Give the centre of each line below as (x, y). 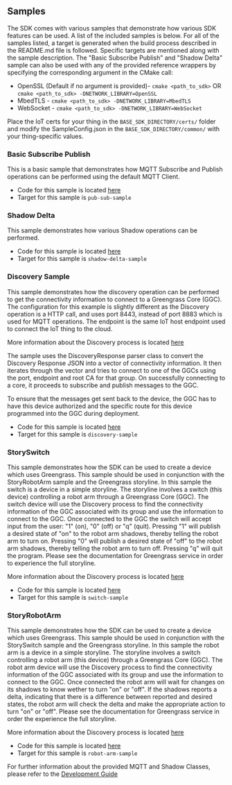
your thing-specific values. (45, 136)
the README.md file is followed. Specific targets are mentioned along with (113, 50)
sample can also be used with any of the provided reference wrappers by (112, 65)
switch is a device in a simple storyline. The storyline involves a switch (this (115, 489)
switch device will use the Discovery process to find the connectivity (105, 504)
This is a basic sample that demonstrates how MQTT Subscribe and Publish (115, 169)
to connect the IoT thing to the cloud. (60, 328)
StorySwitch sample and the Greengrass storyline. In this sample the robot (113, 645)
